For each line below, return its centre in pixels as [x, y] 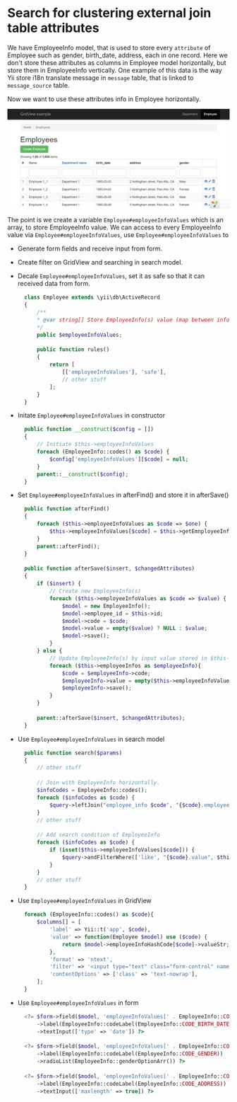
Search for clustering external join [109, 13]
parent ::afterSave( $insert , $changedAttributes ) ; [111, 718]
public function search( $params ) [73, 753]
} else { [49, 651]
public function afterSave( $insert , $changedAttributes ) [110, 569]
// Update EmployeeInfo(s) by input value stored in [128, 658]
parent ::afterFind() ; [68, 546]
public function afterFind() [67, 509]
